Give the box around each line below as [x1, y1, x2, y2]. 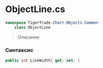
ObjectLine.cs [5, 4, 66, 15]
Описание [17, 34, 39, 40]
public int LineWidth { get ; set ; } [5, 58, 80, 63]
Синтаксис [5, 46, 34, 53]
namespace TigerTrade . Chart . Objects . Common [5, 20, 98, 25]
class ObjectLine [14, 25, 51, 30]
